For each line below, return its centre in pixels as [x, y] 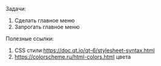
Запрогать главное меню [47, 27]
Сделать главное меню [44, 20]
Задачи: [16, 9]
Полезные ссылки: [30, 38]
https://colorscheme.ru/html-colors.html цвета [73, 57]
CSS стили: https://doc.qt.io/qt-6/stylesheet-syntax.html [84, 50]
